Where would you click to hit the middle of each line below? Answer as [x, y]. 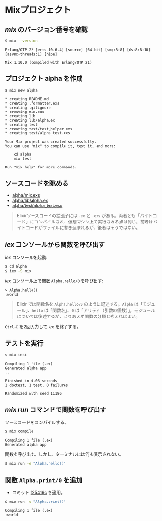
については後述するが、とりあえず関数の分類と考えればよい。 [78, 316]
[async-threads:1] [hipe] [31, 54]
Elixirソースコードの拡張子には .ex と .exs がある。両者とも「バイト [85, 216]
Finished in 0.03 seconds [31, 381]
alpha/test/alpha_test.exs [37, 205]
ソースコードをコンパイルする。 [37, 422]
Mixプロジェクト [38, 10]
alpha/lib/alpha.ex [30, 201]
